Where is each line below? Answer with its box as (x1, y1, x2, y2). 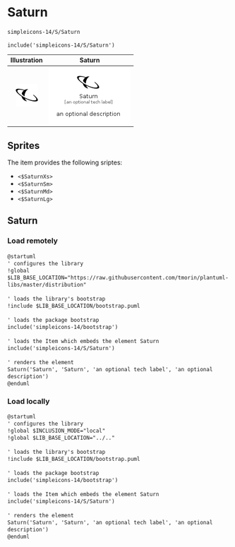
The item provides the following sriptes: (7, 158, 123, 167)
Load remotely (7, 236, 59, 246)
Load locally (7, 396, 50, 406)
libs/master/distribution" (7, 281, 87, 288)
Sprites (7, 139, 40, 152)
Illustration (10, 56, 44, 64)
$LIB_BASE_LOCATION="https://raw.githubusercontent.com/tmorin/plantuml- (7, 274, 229, 281)
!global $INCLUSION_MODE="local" (7, 427, 106, 434)
